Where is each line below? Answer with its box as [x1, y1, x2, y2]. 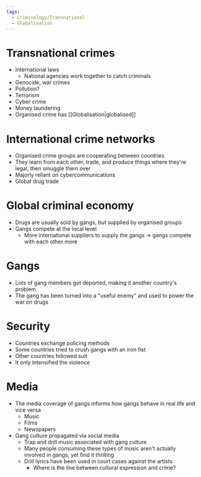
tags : [6, 8, 20, 15]
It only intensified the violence [14, 359, 91, 366]
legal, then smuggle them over [14, 165, 91, 172]
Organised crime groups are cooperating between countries [14, 152, 165, 159]
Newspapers [24, 426, 56, 432]
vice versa [14, 406, 41, 414]
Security [6, 319, 50, 333]
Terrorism [14, 92, 40, 99]
